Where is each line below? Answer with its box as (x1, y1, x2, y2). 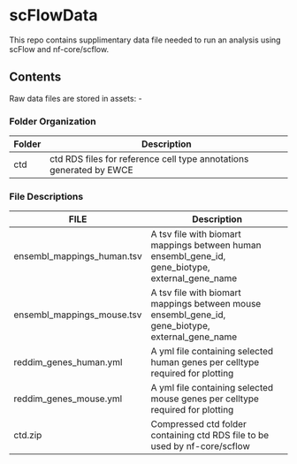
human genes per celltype (150, 356, 260, 369)
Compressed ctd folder (150, 418, 247, 430)
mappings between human (150, 240, 262, 252)
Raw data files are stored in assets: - (9, 93, 143, 103)
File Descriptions (9, 190, 84, 202)
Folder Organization (9, 115, 97, 127)
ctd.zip (13, 430, 42, 442)
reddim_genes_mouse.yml (13, 392, 123, 405)
